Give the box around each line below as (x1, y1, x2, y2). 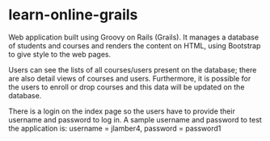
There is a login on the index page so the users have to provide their (8, 106, 236, 116)
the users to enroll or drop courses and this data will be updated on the (8, 82, 245, 92)
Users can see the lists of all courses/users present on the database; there (8, 64, 257, 74)
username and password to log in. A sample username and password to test (8, 114, 263, 124)
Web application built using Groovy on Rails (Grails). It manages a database (8, 32, 259, 42)
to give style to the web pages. (8, 49, 112, 59)
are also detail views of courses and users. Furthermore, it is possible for (8, 73, 251, 83)
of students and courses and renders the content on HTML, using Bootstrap (8, 40, 261, 50)
